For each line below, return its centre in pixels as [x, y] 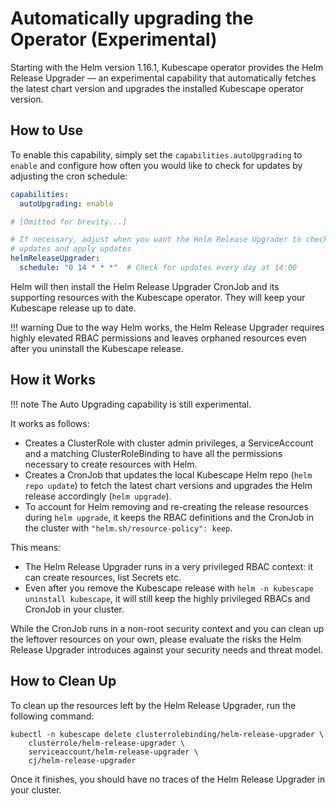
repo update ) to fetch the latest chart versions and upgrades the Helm [168, 485]
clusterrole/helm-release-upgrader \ [107, 743]
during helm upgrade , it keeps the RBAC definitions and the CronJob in [169, 517]
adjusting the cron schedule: [69, 176]
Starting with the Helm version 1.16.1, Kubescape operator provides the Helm [167, 67]
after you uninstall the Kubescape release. [97, 348]
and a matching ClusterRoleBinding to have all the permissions [153, 453]
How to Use [47, 130]
